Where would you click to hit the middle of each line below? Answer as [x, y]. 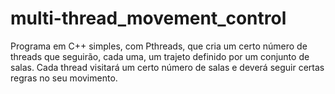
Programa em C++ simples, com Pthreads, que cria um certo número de [159, 46]
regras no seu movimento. [64, 78]
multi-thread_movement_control [148, 18]
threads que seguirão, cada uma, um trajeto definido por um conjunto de [160, 56]
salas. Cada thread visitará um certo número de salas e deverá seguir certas [167, 67]
